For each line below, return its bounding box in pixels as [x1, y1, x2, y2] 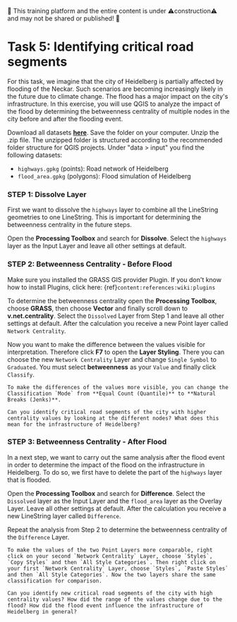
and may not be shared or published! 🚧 [7, 14, 120, 23]
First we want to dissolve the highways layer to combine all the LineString [7, 205, 219, 214]
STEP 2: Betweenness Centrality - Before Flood [7, 260, 173, 269]
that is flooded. [7, 475, 51, 484]
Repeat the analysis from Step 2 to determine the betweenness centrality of [7, 525, 228, 534]
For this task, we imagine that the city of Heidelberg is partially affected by [7, 77, 224, 85]
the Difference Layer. [7, 532, 70, 541]
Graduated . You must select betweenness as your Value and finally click [7, 362, 217, 371]
